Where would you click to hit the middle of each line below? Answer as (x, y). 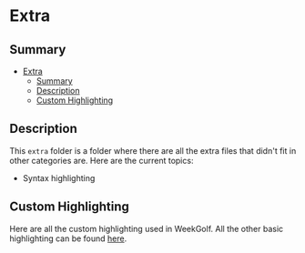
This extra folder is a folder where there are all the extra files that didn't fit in (153, 150)
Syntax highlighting (59, 177)
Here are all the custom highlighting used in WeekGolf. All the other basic (147, 228)
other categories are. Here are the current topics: (102, 160)
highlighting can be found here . (68, 238)
